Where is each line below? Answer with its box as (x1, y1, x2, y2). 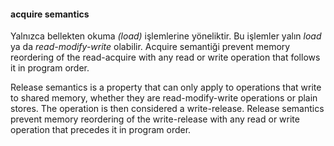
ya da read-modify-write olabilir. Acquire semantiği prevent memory (10, 41, 291, 53)
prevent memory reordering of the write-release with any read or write (10, 113, 300, 125)
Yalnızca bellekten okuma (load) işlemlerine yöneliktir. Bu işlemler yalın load (10, 30, 322, 42)
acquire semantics (10, 8, 90, 20)
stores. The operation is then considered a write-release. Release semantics (10, 103, 325, 115)
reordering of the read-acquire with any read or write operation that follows (10, 51, 321, 64)
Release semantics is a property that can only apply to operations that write (10, 81, 322, 94)
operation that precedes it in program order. (10, 124, 192, 136)
